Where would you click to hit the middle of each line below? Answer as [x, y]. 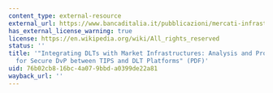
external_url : [32, 23]
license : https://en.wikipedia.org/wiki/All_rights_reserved [114, 38]
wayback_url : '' [36, 76]
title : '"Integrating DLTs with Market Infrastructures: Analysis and [130, 53]
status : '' [27, 46]
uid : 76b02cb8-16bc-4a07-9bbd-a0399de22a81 [83, 69]
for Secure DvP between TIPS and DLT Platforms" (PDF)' [112, 61]
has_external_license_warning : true [70, 31]
